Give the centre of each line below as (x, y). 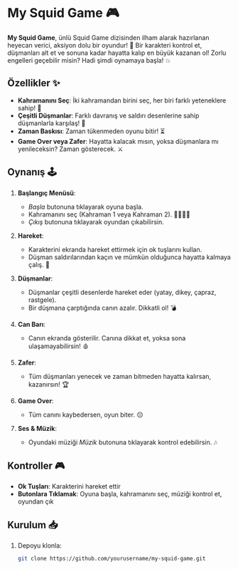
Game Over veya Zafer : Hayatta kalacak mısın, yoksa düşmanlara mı (118, 141)
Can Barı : (32, 324)
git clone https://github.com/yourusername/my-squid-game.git (112, 559)
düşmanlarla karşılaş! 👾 (52, 123)
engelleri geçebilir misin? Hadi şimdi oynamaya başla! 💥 (89, 60)
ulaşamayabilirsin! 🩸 (58, 346)
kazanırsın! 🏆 (49, 384)
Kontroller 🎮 (36, 465)
